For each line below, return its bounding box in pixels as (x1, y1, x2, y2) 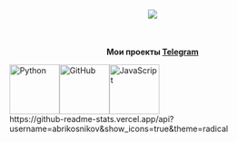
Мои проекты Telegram (106, 46, 199, 57)
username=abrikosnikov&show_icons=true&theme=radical (9, 123, 229, 134)
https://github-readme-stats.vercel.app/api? (9, 113, 174, 124)
